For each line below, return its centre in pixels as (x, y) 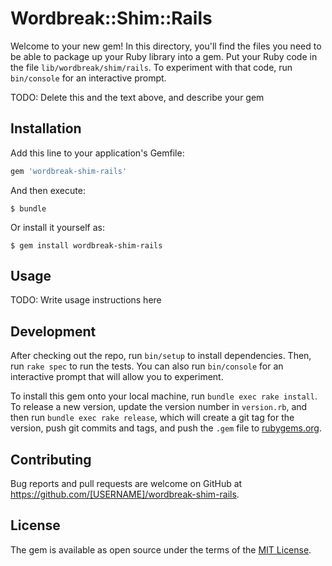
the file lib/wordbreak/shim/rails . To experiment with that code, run (151, 67)
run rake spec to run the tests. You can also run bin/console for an (147, 366)
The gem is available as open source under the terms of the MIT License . (161, 549)
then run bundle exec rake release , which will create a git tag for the (152, 418)
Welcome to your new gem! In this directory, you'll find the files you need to (166, 46)
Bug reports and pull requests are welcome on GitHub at (126, 484)
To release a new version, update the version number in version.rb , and (159, 407)
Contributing (51, 459)
